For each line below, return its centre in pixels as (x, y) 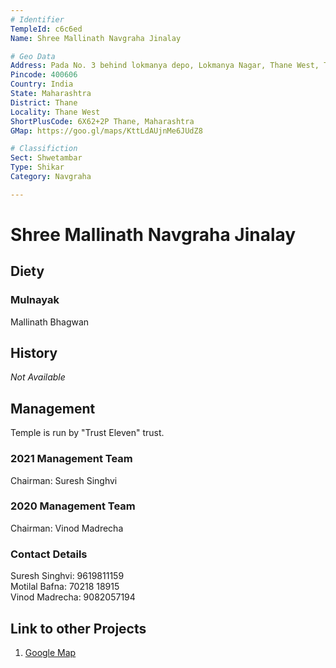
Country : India (42, 84)
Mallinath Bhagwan (50, 322)
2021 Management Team (71, 459)
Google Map (50, 652)
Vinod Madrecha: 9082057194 (73, 597)
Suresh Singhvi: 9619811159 (67, 576)
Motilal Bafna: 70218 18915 (65, 587)
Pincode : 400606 (44, 75)
